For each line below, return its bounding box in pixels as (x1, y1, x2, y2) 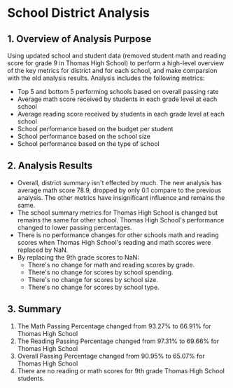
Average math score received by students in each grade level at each (17, 95, 218, 103)
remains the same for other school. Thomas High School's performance (17, 215, 225, 224)
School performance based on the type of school (17, 140, 160, 148)
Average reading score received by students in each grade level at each (17, 110, 225, 118)
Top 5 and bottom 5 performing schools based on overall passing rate (17, 88, 219, 95)
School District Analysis (7, 5, 150, 21)
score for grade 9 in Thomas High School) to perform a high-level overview (7, 59, 225, 67)
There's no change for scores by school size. (27, 275, 159, 283)
